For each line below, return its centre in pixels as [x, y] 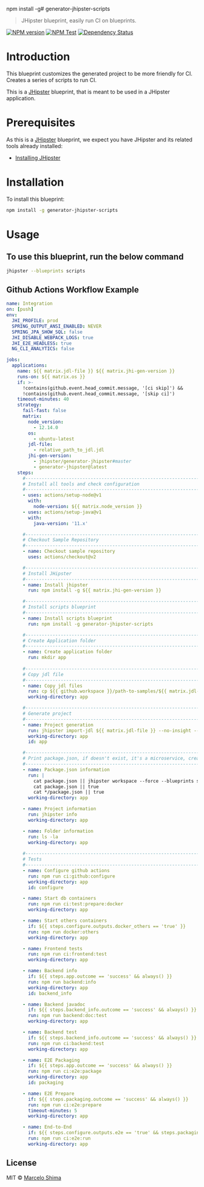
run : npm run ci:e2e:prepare [65, 1105]
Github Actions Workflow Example [73, 290]
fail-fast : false [44, 411]
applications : [29, 366]
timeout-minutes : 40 [43, 399]
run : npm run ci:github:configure [72, 876]
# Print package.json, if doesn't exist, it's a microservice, [104, 759]
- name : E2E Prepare [48, 1094]
